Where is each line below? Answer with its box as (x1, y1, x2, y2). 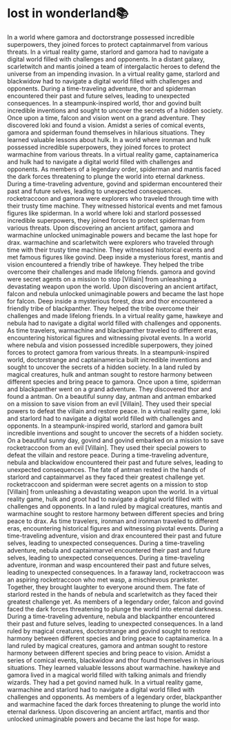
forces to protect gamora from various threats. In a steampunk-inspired (7, 348, 210, 356)
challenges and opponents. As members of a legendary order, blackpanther (7, 693, 223, 701)
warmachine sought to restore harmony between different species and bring (7, 509, 224, 517)
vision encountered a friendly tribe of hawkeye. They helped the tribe (7, 260, 204, 268)
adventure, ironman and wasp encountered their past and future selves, (7, 560, 211, 569)
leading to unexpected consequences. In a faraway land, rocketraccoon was (7, 568, 225, 576)
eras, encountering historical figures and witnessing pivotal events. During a (7, 524, 224, 532)
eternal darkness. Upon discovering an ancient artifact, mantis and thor (7, 707, 210, 716)
